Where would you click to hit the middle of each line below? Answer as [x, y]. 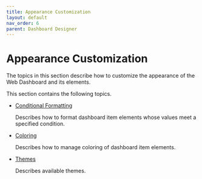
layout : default [27, 18]
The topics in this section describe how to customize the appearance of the [101, 76]
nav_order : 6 [23, 23]
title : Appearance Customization [49, 12]
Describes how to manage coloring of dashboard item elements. [95, 147]
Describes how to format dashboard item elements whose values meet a [106, 117]
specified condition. [40, 124]
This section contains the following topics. [59, 94]
